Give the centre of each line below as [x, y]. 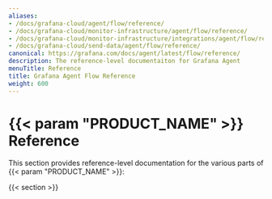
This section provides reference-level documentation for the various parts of [136, 163]
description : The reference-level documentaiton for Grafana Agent [125, 61]
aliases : [23, 16]
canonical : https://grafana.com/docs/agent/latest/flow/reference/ [125, 53]
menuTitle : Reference [45, 69]
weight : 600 [28, 83]
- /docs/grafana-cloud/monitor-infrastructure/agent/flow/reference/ [128, 31]
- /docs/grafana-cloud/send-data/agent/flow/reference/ [104, 46]
